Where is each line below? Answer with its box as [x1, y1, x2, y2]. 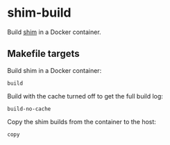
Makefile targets [7, 48, 80, 60]
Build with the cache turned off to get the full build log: [7, 92, 163, 100]
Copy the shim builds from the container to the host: [7, 117, 156, 126]
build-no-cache [7, 105, 51, 112]
